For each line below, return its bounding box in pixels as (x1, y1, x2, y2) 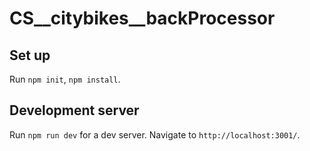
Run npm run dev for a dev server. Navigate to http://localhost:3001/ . (9, 128, 301, 141)
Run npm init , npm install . (9, 73, 121, 85)
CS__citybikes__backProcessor (9, 7, 276, 30)
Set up (9, 47, 51, 64)
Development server (9, 102, 140, 119)
